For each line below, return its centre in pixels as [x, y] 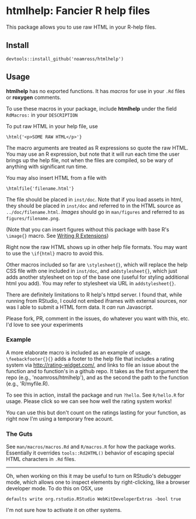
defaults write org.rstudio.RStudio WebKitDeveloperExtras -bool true [94, 499]
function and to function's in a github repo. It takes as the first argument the [97, 371]
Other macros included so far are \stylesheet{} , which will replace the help [97, 264]
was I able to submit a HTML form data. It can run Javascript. [80, 307]
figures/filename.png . [33, 218]
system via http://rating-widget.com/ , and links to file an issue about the [92, 365]
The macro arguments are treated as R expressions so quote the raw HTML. [97, 148]
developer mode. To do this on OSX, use [55, 489]
